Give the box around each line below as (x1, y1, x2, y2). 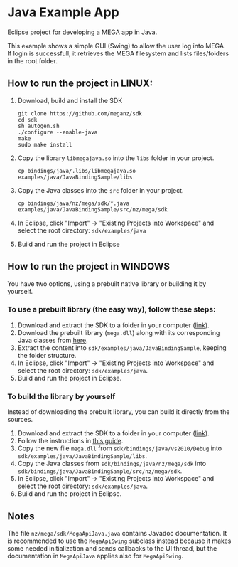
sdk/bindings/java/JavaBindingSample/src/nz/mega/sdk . (17, 467, 183, 475)
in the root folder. (7, 56, 58, 65)
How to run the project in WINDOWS (7, 260, 171, 272)
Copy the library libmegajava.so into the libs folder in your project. (17, 154, 215, 162)
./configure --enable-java (17, 129, 98, 136)
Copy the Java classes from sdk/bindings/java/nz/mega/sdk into (17, 460, 207, 468)
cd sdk (17, 116, 38, 123)
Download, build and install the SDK (17, 96, 123, 105)
